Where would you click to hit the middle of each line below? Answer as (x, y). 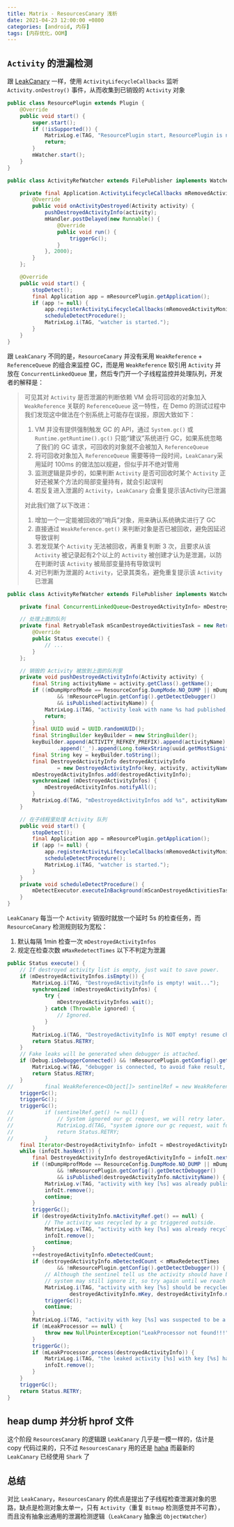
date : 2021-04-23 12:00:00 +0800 (56, 20)
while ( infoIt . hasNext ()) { (60, 1151)
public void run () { (87, 232)
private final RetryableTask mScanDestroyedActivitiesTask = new (117, 626)
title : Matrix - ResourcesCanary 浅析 (62, 14)
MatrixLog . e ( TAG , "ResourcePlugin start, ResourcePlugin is (133, 136)
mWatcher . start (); (59, 155)
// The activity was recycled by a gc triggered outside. (130, 1223)
